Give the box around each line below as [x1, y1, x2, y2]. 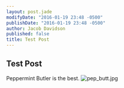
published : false [6, 31, 50, 37]
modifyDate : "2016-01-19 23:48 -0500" [6, 14, 103, 20]
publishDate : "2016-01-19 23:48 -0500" [6, 20, 106, 26]
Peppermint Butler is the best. [6, 74, 80, 81]
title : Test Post [6, 37, 50, 43]
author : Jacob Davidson [6, 25, 66, 32]
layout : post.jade [6, 8, 52, 15]
